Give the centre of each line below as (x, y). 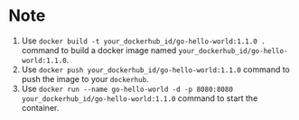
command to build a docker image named (99, 50)
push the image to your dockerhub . (85, 78)
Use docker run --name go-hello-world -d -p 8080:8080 (127, 88)
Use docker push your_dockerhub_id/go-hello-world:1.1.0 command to (156, 69)
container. (40, 107)
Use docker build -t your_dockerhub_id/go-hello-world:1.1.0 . (143, 41)
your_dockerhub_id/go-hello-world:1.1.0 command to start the (140, 98)
